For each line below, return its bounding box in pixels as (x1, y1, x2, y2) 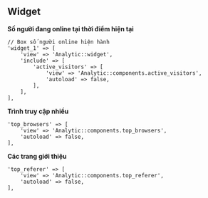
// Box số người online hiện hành (7, 38, 110, 46)
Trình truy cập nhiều (7, 107, 69, 115)
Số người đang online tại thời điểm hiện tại (7, 24, 134, 33)
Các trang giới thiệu (7, 152, 67, 160)
